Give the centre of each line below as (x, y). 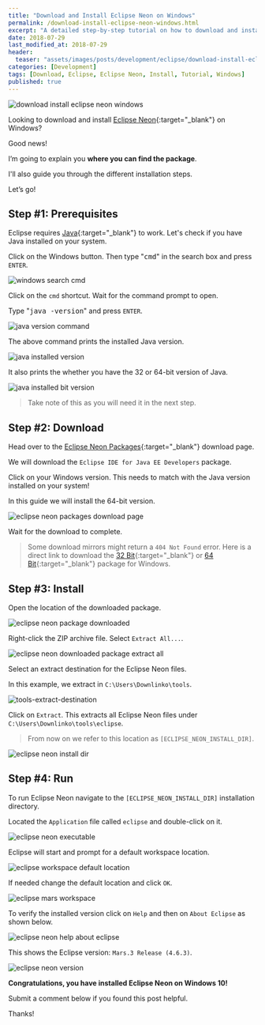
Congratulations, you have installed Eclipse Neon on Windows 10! (118, 983)
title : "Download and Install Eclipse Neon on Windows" (102, 15)
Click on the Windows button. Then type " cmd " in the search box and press (130, 257)
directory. (24, 806)
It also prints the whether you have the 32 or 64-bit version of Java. (118, 372)
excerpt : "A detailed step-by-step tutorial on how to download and (123, 30)
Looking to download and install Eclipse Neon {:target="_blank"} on (117, 119)
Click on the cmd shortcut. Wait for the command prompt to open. (113, 296)
